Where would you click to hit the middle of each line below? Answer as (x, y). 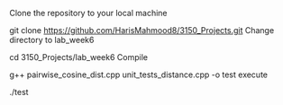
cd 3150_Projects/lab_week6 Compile (79, 57)
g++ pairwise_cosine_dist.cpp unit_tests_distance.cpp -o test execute (139, 74)
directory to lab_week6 (52, 40)
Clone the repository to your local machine (89, 13)
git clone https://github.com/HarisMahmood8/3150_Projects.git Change (142, 30)
